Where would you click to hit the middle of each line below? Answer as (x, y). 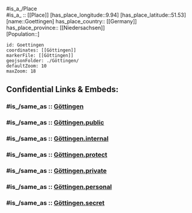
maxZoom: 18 (21, 71)
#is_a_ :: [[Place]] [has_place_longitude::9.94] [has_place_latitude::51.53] (96, 15)
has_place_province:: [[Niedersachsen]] (55, 28)
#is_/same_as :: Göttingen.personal (59, 187)
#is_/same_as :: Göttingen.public (55, 123)
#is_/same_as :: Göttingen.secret (55, 203)
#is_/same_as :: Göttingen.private (56, 171)
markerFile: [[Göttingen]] (40, 56)
